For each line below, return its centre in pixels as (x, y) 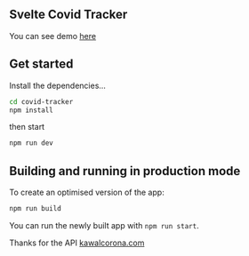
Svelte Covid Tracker (68, 15)
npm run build (36, 209)
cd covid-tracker (41, 101)
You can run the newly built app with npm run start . (104, 225)
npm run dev (31, 143)
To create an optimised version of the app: (87, 192)
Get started (41, 64)
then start (27, 127)
